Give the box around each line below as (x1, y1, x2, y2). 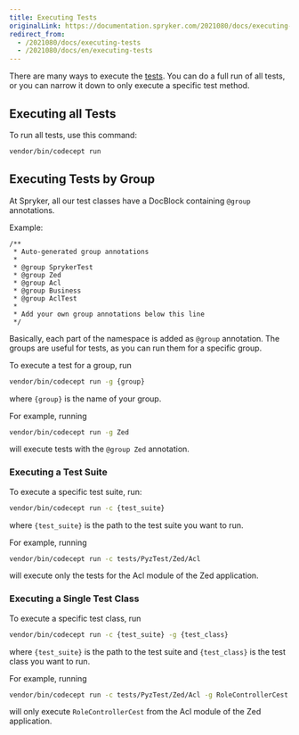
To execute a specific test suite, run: (9, 486, 142, 497)
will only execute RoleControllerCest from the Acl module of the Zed (9, 706, 262, 717)
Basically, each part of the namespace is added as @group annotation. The (9, 333, 280, 343)
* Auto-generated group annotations (12, 247, 149, 256)
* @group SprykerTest (12, 262, 93, 272)
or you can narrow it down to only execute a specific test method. (9, 80, 250, 91)
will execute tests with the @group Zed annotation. (9, 443, 190, 455)
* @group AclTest (12, 293, 77, 303)
